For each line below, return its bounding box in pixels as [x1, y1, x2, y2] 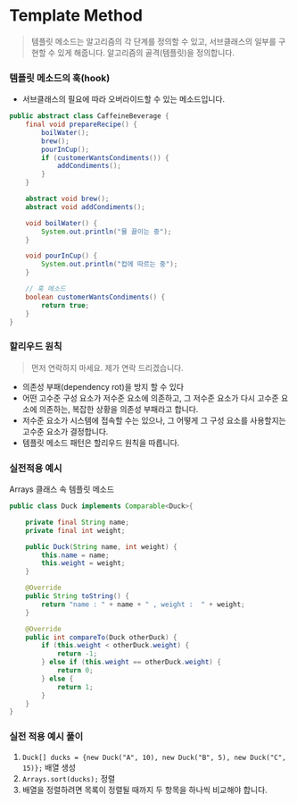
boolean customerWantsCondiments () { [25, 292, 166, 301]
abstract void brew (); [25, 194, 110, 204]
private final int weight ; [25, 526, 126, 535]
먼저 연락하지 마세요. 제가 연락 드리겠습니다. [30, 362, 185, 373]
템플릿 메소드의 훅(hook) [9, 72, 111, 84]
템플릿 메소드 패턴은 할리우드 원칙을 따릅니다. [21, 437, 180, 448]
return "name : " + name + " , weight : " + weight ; [41, 600, 245, 609]
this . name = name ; [41, 551, 110, 560]
